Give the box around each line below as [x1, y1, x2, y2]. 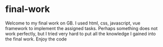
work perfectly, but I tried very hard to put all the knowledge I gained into [5, 30, 156, 36]
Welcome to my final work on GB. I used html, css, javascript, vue [5, 20, 140, 26]
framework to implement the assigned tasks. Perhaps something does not [5, 25, 158, 31]
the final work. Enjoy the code [5, 36, 67, 42]
